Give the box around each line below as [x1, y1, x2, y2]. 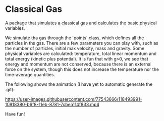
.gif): [5, 86, 15, 92]
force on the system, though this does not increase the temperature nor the [5, 66, 159, 72]
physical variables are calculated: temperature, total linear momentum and [5, 51, 157, 57]
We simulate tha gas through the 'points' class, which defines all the [5, 35, 144, 41]
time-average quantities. [5, 71, 55, 77]
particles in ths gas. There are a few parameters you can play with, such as [5, 40, 159, 46]
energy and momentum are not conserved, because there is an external [5, 61, 152, 67]
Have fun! [5, 111, 25, 117]
